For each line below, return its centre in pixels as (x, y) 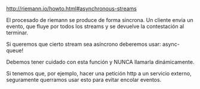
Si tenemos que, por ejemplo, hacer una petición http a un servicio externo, (99, 73)
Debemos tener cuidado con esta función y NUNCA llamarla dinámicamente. (100, 62)
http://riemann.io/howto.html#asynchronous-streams (72, 9)
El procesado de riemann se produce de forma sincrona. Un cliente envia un (100, 20)
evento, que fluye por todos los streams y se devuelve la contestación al (95, 26)
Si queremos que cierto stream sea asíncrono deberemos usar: (84, 44)
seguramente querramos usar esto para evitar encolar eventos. (84, 80)
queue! (15, 50)
